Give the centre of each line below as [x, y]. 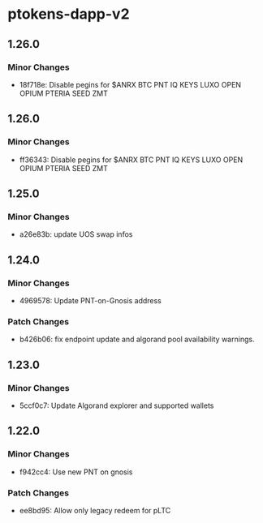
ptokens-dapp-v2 [69, 14]
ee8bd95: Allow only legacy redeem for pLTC [95, 510]
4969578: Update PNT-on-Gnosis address [90, 300]
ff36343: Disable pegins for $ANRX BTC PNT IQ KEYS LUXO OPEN [131, 160]
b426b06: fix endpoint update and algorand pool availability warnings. [137, 339]
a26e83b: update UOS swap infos [76, 234]
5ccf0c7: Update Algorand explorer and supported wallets [116, 405]
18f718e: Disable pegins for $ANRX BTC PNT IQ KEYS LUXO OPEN [130, 84]
